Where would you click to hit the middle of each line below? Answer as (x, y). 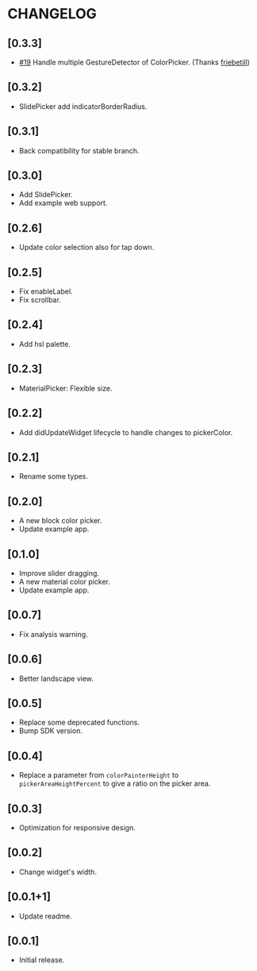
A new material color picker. (64, 581)
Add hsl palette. (44, 344)
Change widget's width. (58, 872)
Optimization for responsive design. (77, 827)
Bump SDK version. (50, 731)
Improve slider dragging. (59, 573)
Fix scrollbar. (40, 300)
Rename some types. (54, 476)
